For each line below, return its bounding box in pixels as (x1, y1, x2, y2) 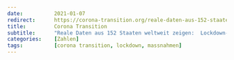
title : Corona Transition (7, 23, 108, 30)
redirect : (7, 17, 36, 23)
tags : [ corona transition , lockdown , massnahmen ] (7, 42, 182, 49)
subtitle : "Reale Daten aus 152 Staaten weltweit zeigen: (7, 29, 195, 37)
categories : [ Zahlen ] (7, 36, 79, 43)
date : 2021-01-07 (7, 10, 86, 17)
